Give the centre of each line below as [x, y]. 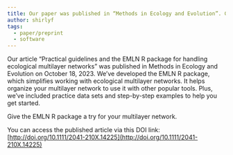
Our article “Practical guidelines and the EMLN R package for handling [107, 59]
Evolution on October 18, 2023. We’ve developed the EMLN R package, [109, 74]
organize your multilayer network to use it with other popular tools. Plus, [110, 89]
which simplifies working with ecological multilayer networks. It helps [106, 81]
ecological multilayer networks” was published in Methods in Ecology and [113, 66]
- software [29, 39]
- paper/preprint [38, 33]
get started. [24, 103]
